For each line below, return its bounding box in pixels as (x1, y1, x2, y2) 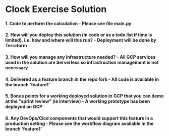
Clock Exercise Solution (5, 4, 107, 15)
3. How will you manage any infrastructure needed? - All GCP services (5, 54, 156, 60)
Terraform (5, 43, 27, 49)
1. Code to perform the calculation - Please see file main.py (5, 20, 132, 26)
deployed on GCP (5, 104, 43, 110)
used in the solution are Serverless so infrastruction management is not (5, 59, 159, 65)
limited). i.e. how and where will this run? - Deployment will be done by (5, 37, 156, 43)
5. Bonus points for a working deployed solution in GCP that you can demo (5, 93, 164, 99)
